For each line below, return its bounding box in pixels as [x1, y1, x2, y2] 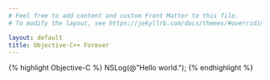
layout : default [8, 34, 63, 42]
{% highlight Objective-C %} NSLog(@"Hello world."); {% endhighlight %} [8, 63, 254, 73]
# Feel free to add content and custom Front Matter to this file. [8, 11, 239, 20]
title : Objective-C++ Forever [8, 41, 110, 49]
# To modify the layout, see [8, 19, 106, 27]
